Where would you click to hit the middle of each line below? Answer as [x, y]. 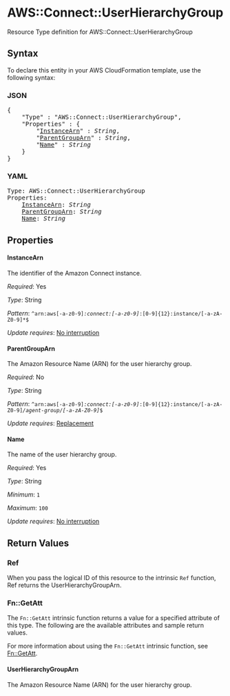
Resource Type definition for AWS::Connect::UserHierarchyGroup [100, 32]
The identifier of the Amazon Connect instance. [74, 273]
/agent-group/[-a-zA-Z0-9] [61, 411]
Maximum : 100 [28, 508]
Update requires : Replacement [51, 423]
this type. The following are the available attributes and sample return [106, 626]
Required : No [26, 377]
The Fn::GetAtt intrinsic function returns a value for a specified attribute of [114, 618]
